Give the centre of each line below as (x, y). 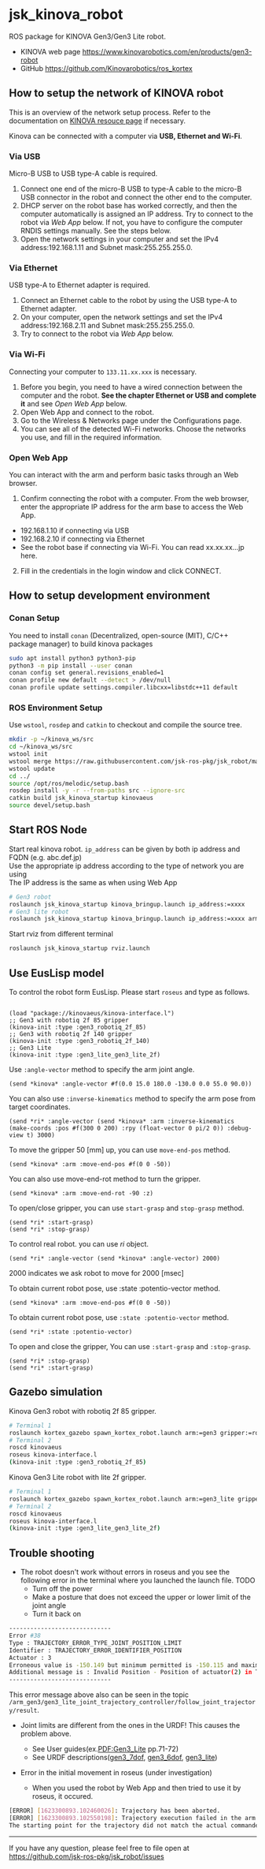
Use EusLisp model (57, 973)
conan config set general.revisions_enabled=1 (86, 673)
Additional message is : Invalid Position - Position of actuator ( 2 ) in (131, 1673)
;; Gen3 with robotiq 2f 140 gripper (71, 1034)
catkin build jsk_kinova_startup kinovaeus (81, 798)
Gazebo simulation (56, 1392)
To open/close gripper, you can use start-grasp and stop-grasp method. (127, 1208)
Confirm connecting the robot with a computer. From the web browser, (135, 498)
